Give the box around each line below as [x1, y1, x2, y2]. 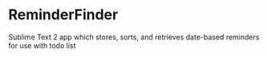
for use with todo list [8, 40, 76, 50]
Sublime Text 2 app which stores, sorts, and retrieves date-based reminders [8, 32, 260, 42]
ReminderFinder [8, 6, 119, 24]
